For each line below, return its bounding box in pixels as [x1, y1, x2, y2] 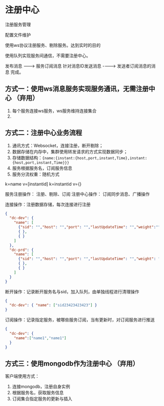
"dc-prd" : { [9, 247, 34, 252]
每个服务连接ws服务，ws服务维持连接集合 [12, 108, 97, 114]
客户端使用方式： [5, 373, 40, 379]
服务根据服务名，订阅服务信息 [12, 165, 72, 171]
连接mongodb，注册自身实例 [12, 384, 70, 389]
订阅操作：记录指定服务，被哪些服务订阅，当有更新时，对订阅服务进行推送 [5, 317, 155, 323]
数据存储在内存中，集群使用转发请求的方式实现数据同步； [12, 148, 128, 154]
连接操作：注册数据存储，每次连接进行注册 [5, 201, 91, 207]
